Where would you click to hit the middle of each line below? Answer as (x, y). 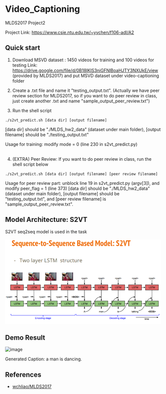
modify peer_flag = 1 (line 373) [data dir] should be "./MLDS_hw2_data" (78, 188)
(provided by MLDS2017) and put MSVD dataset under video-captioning (86, 76)
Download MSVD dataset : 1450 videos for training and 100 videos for (83, 60)
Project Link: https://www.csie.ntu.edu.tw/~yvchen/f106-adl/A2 (70, 32)
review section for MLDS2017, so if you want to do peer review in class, (85, 95)
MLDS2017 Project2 (25, 23)
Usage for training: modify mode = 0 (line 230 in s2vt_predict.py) (71, 144)
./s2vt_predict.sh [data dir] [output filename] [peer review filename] (82, 174)
